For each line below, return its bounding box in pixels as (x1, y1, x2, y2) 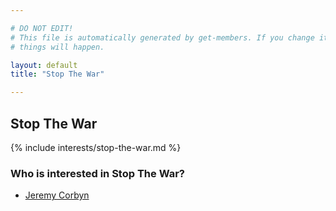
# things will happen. (10, 42, 105, 52)
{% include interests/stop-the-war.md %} (10, 141, 182, 153)
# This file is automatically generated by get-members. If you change (10, 32, 315, 43)
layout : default (10, 60, 78, 70)
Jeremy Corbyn (24, 189, 90, 201)
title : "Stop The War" (10, 69, 105, 80)
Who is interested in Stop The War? (10, 166, 185, 180)
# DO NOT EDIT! (10, 23, 74, 33)
